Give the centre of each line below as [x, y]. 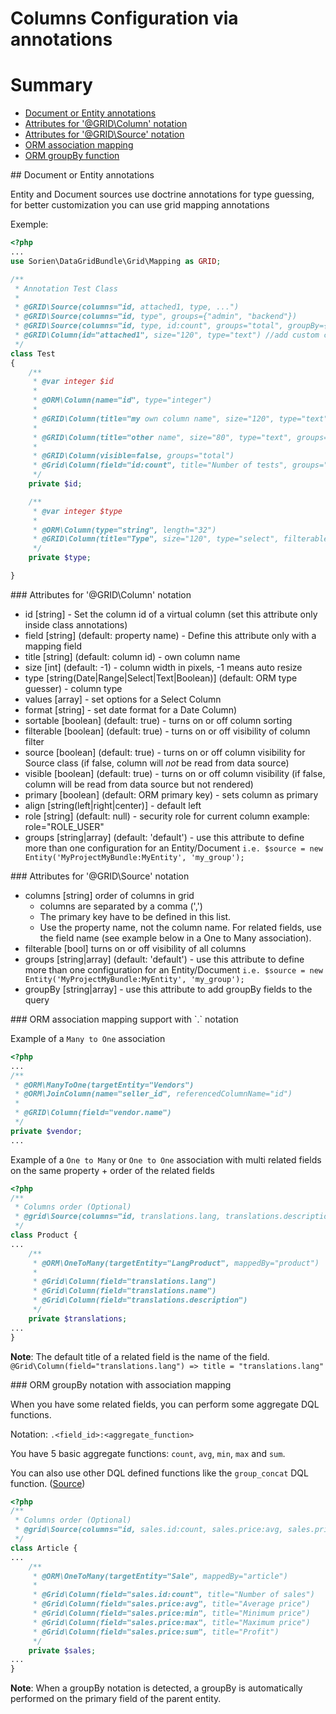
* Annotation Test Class [66, 288]
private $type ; [60, 558]
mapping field [53, 646]
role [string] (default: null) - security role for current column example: [167, 816]
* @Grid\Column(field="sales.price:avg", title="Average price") [171, 1604]
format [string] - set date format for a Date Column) [131, 709]
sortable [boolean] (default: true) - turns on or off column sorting [158, 720]
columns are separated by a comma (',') [121, 906]
